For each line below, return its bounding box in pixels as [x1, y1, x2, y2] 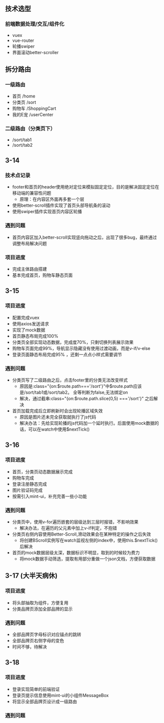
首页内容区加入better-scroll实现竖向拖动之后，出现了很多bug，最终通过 [12, 234, 157, 240]
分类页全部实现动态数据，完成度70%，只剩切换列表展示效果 [12, 339, 134, 345]
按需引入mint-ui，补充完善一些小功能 [12, 493, 87, 499]
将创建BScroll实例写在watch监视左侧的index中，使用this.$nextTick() [19, 537, 158, 543]
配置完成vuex [12, 314, 40, 320]
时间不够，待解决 [12, 644, 47, 650]
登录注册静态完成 [12, 481, 47, 487]
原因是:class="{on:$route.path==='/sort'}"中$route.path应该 [19, 383, 142, 389]
